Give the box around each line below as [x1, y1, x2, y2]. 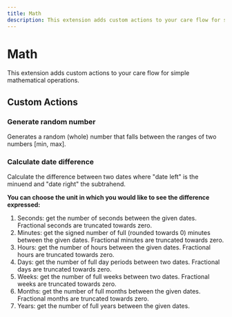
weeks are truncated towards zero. [17, 280, 117, 288]
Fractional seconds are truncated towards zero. [17, 221, 153, 229]
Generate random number [7, 116, 96, 126]
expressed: [7, 201, 41, 209]
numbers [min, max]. [7, 140, 67, 148]
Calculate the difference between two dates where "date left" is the [7, 173, 199, 181]
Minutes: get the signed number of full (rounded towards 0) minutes [17, 229, 211, 237]
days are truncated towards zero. [17, 265, 112, 274]
